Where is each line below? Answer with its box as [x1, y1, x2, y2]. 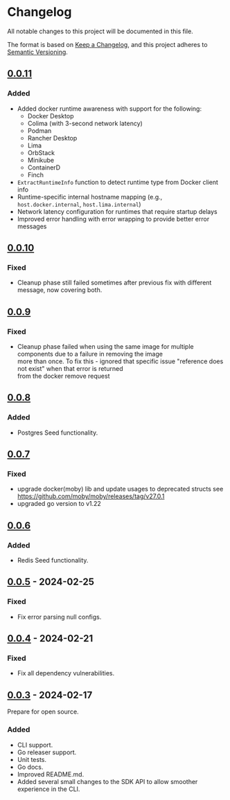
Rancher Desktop [27, 134, 78, 142]
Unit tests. [17, 755, 47, 763]
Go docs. [17, 763, 44, 771]
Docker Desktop [27, 111, 74, 120]
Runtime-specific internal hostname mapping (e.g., [17, 192, 163, 201]
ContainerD [27, 163, 61, 172]
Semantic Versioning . [7, 48, 68, 56]
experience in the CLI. [17, 785, 80, 793]
